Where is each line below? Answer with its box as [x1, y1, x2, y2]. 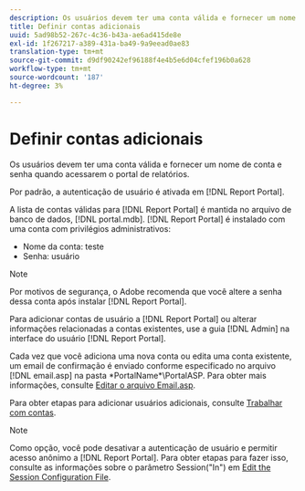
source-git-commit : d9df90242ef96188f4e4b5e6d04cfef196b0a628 [9, 56, 251, 65]
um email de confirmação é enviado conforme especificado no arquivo [9, 360, 277, 371]
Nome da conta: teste [22, 241, 105, 252]
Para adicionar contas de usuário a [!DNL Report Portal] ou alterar [9, 313, 258, 324]
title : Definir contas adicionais [9, 22, 142, 31]
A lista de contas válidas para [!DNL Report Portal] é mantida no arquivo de [9, 204, 292, 214]
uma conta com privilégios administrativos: [9, 223, 172, 234]
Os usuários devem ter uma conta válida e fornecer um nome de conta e [9, 159, 282, 170]
